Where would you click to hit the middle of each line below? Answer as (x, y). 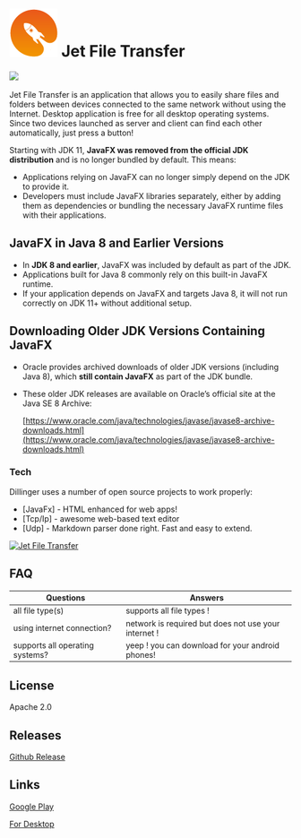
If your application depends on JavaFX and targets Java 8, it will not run (155, 293)
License (32, 685)
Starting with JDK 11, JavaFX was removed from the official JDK (129, 150)
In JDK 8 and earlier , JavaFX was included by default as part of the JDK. (157, 264)
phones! (140, 654)
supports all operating (53, 645)
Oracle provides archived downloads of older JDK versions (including (150, 367)
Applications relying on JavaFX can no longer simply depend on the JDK (156, 177)
